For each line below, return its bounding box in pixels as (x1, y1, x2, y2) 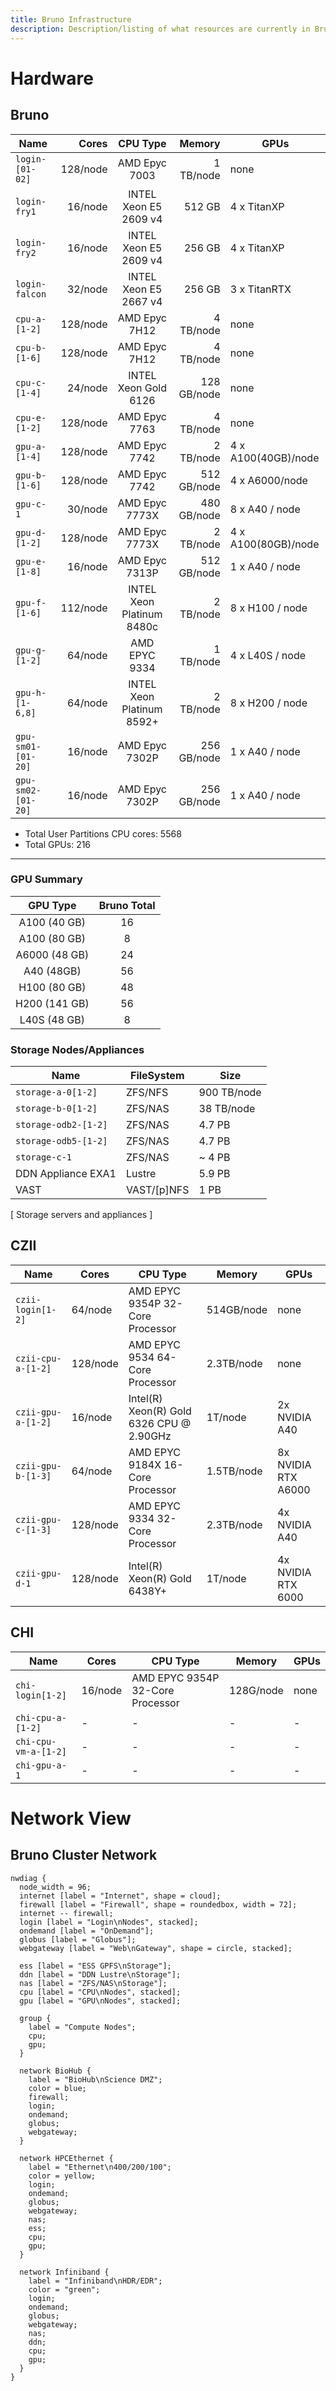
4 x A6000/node (229, 473, 308, 487)
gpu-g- (15, 644, 47, 656)
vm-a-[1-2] (15, 1746, 67, 1757)
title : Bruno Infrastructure (10, 14, 132, 25)
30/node (66, 502, 108, 516)
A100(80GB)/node (229, 537, 320, 551)
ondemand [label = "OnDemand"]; (19, 1926, 155, 1936)
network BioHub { (19, 2066, 92, 2076)
